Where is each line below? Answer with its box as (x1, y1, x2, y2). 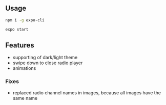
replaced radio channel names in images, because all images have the (12, 89, 161, 96)
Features (5, 41, 34, 49)
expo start (5, 27, 29, 32)
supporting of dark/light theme (12, 55, 78, 61)
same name (12, 95, 37, 101)
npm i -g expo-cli (5, 17, 45, 22)
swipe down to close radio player (12, 60, 83, 66)
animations (12, 65, 36, 71)
